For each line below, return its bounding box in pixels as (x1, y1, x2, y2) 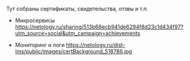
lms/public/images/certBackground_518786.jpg (14, 48, 133, 55)
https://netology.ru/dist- (66, 42, 125, 48)
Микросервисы (14, 17, 55, 24)
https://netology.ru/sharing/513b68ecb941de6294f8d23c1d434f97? (14, 24, 184, 30)
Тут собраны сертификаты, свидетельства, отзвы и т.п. (6, 5, 148, 12)
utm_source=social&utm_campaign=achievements (14, 30, 141, 37)
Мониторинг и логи (14, 42, 65, 48)
